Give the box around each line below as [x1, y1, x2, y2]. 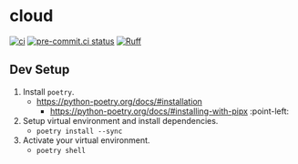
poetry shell [36, 146, 87, 155]
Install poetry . [22, 86, 75, 97]
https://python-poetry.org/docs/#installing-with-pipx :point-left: [49, 106, 290, 117]
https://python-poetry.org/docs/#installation [36, 96, 203, 107]
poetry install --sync [36, 127, 123, 136]
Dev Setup [9, 62, 70, 77]
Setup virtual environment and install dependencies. [22, 115, 219, 126]
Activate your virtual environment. [22, 134, 150, 146]
